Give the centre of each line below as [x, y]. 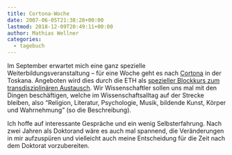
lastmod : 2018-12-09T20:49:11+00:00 [60, 26]
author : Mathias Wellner [43, 33]
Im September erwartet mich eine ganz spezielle [76, 66]
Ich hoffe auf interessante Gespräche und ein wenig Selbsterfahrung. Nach [115, 123]
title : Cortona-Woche [39, 14]
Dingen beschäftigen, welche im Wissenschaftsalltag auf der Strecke [106, 95]
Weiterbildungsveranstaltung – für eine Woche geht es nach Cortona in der [114, 73]
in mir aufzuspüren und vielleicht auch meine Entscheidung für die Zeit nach [116, 138]
